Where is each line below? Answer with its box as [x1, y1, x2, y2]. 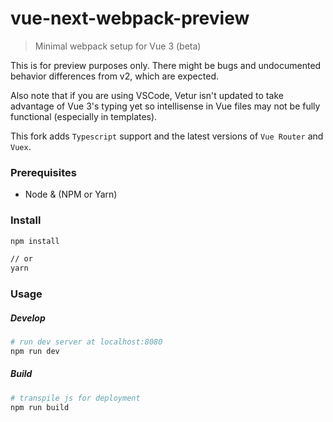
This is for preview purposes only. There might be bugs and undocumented [10, 59, 322, 71]
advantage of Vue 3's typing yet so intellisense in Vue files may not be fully [10, 100, 321, 112]
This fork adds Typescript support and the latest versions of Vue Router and [10, 130, 324, 142]
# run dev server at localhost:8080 [10, 337, 163, 347]
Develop [10, 312, 46, 324]
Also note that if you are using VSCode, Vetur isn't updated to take [10, 89, 284, 101]
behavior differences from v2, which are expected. [10, 70, 219, 82]
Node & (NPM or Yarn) [24, 188, 118, 201]
